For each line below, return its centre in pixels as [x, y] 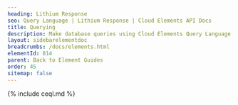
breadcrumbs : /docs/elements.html [59, 47]
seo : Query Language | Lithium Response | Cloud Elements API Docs [110, 21]
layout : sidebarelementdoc [47, 40]
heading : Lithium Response [47, 14]
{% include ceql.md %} [42, 94]
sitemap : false [30, 73]
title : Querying [31, 27]
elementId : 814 [30, 54]
